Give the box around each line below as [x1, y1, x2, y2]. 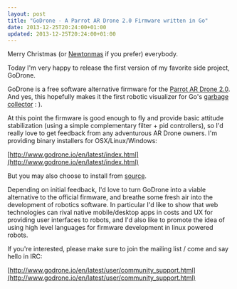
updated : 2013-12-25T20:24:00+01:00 [7, 30, 116, 38]
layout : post [7, 10, 46, 18]
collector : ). [7, 100, 43, 109]
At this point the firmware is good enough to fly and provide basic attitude [7, 114, 224, 122]
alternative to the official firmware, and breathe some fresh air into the [7, 193, 214, 201]
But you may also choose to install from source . [7, 172, 147, 180]
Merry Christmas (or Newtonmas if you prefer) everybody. [7, 50, 179, 58]
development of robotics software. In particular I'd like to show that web [7, 201, 218, 209]
